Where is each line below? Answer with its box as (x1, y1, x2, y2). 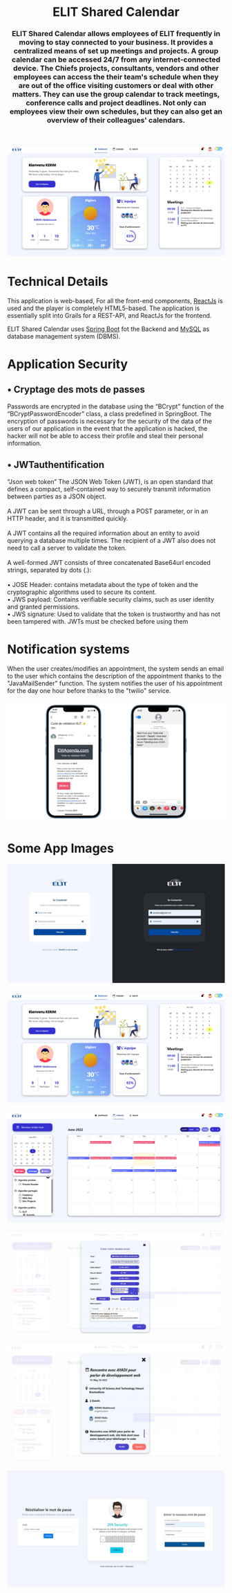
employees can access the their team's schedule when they (13, 72, 219, 82)
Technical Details (7, 274, 108, 289)
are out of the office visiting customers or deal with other (18, 81, 214, 91)
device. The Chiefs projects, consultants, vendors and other (12, 64, 220, 73)
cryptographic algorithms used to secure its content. (7, 588, 157, 596)
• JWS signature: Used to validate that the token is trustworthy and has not (7, 610, 221, 618)
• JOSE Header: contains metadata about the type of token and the (7, 580, 199, 588)
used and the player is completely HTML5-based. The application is (7, 304, 200, 312)
